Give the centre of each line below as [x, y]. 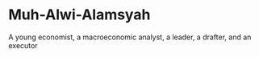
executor [23, 45]
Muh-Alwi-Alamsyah [79, 15]
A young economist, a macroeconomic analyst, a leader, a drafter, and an [130, 37]
